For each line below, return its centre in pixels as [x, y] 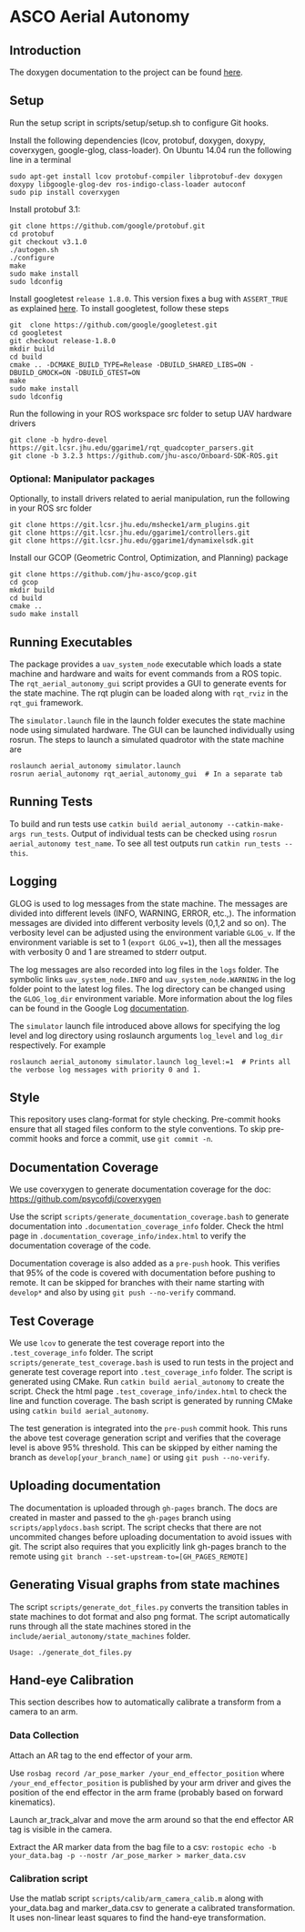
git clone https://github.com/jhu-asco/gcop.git [103, 575]
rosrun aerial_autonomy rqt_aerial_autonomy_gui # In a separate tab [146, 774]
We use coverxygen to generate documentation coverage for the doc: [140, 1189]
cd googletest [36, 333]
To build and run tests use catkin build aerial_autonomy [116, 824]
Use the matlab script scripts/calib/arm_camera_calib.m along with [137, 1898]
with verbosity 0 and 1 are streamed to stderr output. [108, 951]
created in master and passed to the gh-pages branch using [120, 1517]
